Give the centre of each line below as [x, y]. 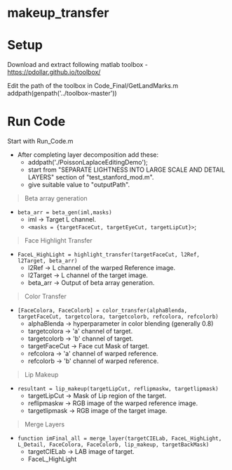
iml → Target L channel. [62, 220]
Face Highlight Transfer [58, 241]
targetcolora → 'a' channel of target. [80, 331]
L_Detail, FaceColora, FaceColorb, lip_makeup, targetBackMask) [113, 445]
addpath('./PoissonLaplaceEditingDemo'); [88, 163]
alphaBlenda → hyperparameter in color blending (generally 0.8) [121, 324]
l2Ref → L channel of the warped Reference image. [102, 268]
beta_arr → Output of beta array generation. [91, 283]
